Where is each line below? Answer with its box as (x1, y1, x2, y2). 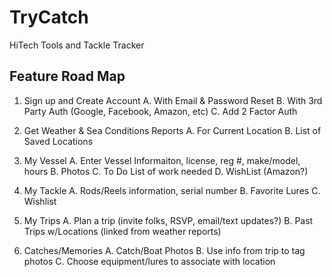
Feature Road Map (9, 68, 126, 85)
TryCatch (9, 6, 89, 29)
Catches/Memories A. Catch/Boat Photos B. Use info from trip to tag (23, 244, 306, 256)
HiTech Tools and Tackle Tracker (9, 39, 145, 51)
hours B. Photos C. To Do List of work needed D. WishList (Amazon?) (23, 165, 309, 177)
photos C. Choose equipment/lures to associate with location (23, 255, 276, 267)
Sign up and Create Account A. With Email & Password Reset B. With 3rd (23, 94, 323, 106)
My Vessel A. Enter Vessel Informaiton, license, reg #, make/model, (23, 154, 301, 166)
